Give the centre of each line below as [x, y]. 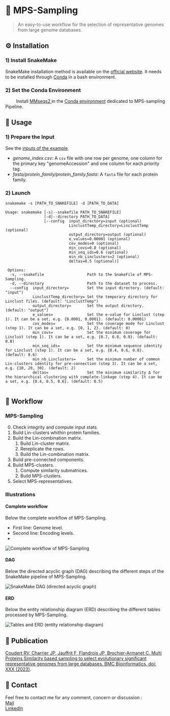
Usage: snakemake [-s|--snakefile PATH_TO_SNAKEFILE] [63, 212]
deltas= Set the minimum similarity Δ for [96, 373]
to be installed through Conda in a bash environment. [61, 77]
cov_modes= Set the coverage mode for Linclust [98, 323]
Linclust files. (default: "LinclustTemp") [52, 301]
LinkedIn [14, 708]
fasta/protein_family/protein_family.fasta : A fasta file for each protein [85, 174]
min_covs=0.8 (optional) [95, 248]
